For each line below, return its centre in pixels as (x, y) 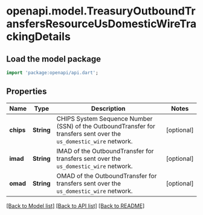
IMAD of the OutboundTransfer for (105, 151)
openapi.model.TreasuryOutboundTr (101, 11)
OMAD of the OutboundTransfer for (107, 176)
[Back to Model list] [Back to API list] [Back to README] (76, 205)
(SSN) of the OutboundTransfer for (106, 126)
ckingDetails (38, 37)
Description (108, 108)
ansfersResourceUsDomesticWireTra (101, 24)
